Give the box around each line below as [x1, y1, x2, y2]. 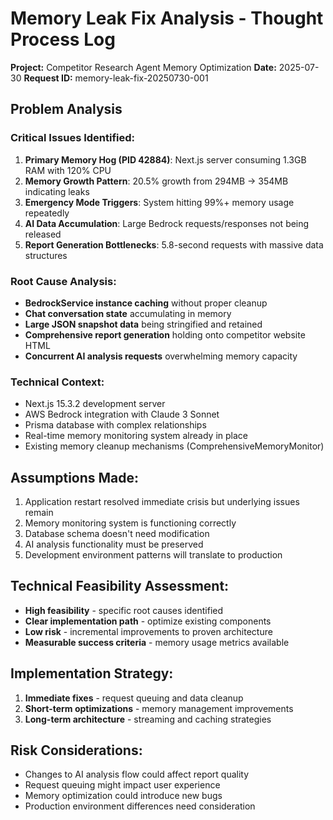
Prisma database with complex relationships [24, 419, 207, 431]
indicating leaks [24, 185, 90, 197]
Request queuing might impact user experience [24, 779, 221, 791]
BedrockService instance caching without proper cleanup [24, 297, 268, 309]
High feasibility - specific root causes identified [24, 604, 224, 616]
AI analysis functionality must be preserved [24, 538, 204, 551]
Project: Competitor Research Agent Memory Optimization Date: [10, 61, 277, 73]
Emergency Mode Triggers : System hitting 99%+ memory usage [24, 196, 295, 208]
